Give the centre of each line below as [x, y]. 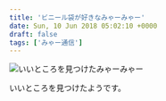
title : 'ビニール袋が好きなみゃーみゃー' [77, 17]
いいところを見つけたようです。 [68, 88]
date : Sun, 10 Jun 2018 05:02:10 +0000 [83, 26]
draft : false [33, 34]
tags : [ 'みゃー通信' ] [46, 42]
